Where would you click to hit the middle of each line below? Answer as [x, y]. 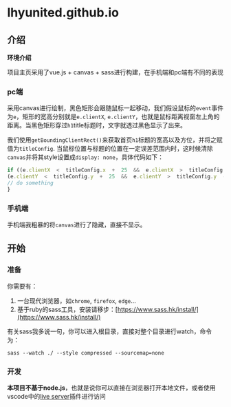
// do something [30, 183]
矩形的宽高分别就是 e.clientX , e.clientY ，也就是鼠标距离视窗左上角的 [121, 117]
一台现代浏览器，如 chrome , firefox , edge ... [76, 300]
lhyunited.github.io [63, 13]
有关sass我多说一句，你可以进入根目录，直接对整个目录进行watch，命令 [110, 331]
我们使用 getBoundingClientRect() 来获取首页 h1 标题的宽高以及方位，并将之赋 [115, 140]
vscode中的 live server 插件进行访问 [56, 397]
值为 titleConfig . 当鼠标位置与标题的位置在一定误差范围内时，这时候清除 [110, 149]
